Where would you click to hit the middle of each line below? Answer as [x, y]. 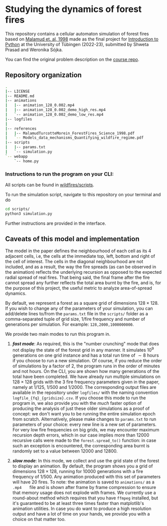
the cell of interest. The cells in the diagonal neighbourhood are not [74, 262]
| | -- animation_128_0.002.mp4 [40, 105]
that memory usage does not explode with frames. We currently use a [84, 493]
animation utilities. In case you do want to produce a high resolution [82, 508]
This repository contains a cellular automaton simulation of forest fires [77, 34]
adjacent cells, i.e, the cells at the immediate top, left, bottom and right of [80, 256]
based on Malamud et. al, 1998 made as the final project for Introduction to [82, 39]
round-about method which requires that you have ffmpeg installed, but [85, 498]
